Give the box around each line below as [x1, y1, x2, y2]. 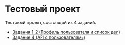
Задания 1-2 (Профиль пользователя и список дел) [12, 29, 120, 35]
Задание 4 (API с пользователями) [12, 34, 85, 40]
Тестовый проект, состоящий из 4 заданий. [5, 20, 96, 25]
